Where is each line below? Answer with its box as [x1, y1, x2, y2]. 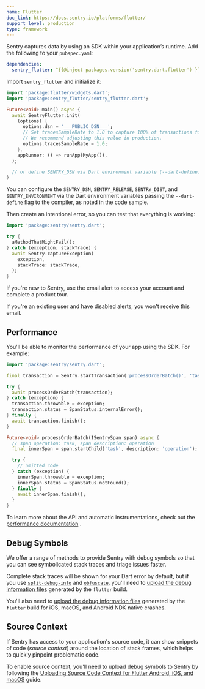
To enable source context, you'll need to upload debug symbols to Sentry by [6, 663, 199, 670]
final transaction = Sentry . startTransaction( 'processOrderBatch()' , [6, 372, 187, 378]
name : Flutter [6, 9, 43, 15]
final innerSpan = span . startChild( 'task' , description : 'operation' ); [12, 446, 198, 452]
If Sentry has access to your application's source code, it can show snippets [6, 638, 198, 645]
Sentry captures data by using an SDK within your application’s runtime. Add [6, 43, 198, 50]
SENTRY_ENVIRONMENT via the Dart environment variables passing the [6, 192, 174, 200]
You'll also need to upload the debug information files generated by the [6, 598, 185, 604]
